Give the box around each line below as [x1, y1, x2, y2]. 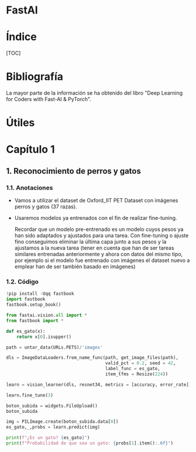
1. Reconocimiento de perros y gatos [6, 166, 141, 176]
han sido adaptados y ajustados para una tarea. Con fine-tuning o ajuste [14, 232, 189, 239]
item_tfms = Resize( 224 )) [105, 371, 168, 377]
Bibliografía [6, 70, 64, 84]
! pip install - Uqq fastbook [6, 291, 75, 297]
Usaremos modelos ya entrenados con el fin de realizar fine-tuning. [14, 215, 177, 222]
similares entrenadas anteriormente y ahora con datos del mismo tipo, [14, 251, 183, 258]
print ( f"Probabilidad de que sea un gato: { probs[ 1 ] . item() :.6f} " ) [6, 440, 174, 446]
